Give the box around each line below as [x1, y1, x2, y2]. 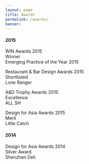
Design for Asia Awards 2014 [5, 143, 66, 149]
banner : [5, 21, 22, 27]
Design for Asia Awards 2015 [5, 110, 65, 116]
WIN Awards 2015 [5, 48, 42, 54]
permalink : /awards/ [5, 17, 49, 22]
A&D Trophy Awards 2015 [5, 89, 59, 95]
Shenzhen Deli [5, 154, 36, 160]
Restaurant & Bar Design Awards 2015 [5, 69, 84, 75]
